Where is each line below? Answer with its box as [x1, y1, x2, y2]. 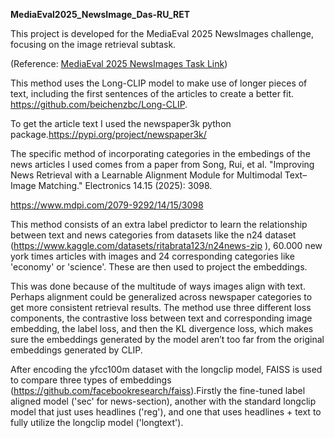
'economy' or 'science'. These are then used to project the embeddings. [10, 261, 308, 273]
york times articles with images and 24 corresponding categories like [10, 250, 295, 262]
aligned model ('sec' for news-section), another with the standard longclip [10, 395, 317, 407]
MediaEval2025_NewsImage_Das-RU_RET [10, 9, 190, 20]
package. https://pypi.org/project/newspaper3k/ [10, 129, 207, 140]
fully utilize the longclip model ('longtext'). [10, 417, 184, 428]
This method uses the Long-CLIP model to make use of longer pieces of [10, 77, 308, 89]
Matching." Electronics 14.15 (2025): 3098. [38, 180, 213, 191]
